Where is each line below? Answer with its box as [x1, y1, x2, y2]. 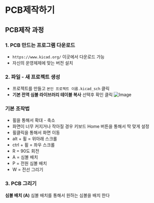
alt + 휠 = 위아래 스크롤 [12, 136, 58, 142]
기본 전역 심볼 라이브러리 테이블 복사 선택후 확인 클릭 [12, 92, 113, 98]
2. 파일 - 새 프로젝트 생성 [5, 73, 60, 80]
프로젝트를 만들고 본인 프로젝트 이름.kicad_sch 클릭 [12, 86, 110, 92]
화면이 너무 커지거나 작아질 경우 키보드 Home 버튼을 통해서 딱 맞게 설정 [12, 124, 150, 130]
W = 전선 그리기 [12, 167, 43, 172]
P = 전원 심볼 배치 [12, 161, 47, 167]
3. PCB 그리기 [5, 180, 37, 187]
